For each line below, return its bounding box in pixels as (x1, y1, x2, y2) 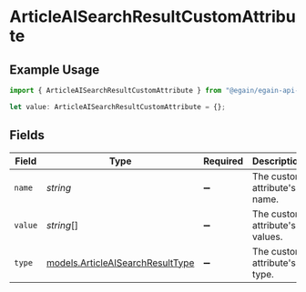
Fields (9, 127, 46, 143)
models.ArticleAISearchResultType (46, 257, 195, 269)
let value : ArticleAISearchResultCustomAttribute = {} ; (9, 102, 226, 111)
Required (203, 155, 244, 167)
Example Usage (9, 62, 100, 77)
